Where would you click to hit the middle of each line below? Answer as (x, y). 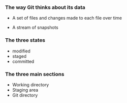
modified (21, 51)
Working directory (31, 84)
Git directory (25, 95)
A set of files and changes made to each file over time (67, 18)
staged (19, 56)
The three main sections (35, 74)
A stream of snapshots (35, 27)
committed (23, 61)
